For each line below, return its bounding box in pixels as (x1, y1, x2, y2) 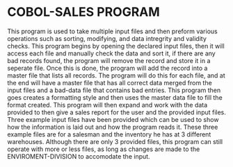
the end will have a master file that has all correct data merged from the (7, 78, 212, 87)
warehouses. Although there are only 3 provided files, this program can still (7, 137, 223, 146)
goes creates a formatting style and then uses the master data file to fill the (7, 93, 223, 101)
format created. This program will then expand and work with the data (7, 100, 208, 109)
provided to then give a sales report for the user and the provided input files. (7, 108, 226, 116)
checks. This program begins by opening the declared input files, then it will (7, 42, 225, 50)
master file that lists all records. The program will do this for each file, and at (7, 71, 226, 80)
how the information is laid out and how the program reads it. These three (7, 123, 218, 131)
